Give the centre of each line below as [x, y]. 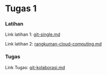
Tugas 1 [21, 9]
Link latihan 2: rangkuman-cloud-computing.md [53, 44]
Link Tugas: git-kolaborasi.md [35, 67]
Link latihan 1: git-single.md [33, 34]
